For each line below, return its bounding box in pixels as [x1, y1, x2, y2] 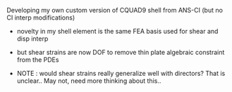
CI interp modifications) [6, 13, 75, 22]
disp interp [16, 34, 49, 43]
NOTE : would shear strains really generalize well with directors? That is [16, 70, 226, 77]
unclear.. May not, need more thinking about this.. [16, 77, 161, 85]
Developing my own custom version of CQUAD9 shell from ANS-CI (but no [6, 6, 224, 14]
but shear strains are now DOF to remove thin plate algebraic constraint [16, 48, 225, 56]
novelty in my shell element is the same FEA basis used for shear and [16, 27, 219, 35]
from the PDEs [16, 55, 59, 64]
